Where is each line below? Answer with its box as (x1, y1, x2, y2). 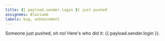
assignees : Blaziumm (5, 12, 49, 17)
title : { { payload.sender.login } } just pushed (5, 7, 107, 12)
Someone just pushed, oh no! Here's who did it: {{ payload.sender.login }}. (5, 30, 160, 36)
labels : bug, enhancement (5, 16, 60, 21)
